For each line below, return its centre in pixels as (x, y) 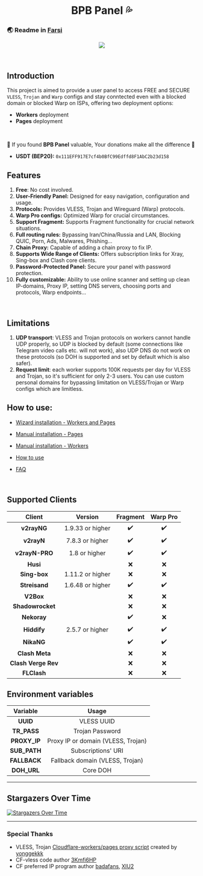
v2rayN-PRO (34, 553)
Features (24, 175)
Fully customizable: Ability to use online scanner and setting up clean (103, 280)
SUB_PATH (26, 751)
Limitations (28, 323)
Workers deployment (42, 115)
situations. (28, 228)
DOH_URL (26, 770)
